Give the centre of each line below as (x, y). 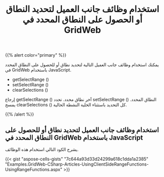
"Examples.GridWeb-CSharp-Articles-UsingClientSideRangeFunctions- (77, 164)
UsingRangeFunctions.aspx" (34, 169)
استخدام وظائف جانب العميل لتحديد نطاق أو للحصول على (82, 130)
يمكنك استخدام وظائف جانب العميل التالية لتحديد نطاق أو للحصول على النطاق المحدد (82, 65)
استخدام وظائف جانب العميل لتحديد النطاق (82, 9)
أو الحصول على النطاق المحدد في (82, 19)
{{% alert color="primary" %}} (36, 55)
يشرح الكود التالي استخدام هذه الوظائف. (42, 149)
